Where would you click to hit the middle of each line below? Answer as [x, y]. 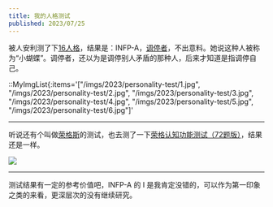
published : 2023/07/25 [47, 24]
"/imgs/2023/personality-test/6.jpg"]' [71, 110]
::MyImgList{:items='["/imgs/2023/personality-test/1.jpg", [104, 84]
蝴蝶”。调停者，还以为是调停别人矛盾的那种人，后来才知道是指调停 [138, 58]
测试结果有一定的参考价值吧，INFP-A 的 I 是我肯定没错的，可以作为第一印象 [135, 184]
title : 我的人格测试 [39, 16]
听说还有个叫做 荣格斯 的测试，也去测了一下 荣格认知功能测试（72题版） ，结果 [135, 134]
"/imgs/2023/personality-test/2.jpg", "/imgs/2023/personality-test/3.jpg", [131, 93]
